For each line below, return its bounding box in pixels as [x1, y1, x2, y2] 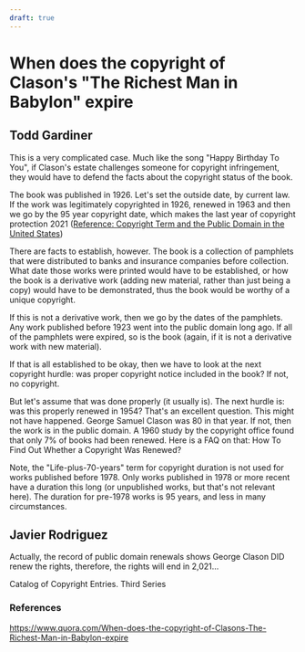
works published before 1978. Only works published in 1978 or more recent [9, 471, 290, 482]
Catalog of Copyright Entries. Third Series [9, 579, 167, 590]
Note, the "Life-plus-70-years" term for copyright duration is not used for [9, 462, 284, 473]
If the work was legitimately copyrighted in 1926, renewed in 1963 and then [9, 198, 291, 210]
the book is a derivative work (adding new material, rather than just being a [9, 275, 291, 286]
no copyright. [9, 378, 60, 389]
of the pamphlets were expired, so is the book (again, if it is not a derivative [9, 331, 292, 342]
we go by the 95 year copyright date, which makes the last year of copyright [9, 208, 296, 219]
